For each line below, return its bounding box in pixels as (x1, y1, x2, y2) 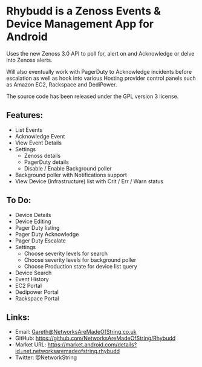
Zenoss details (24, 152, 61, 159)
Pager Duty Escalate (15, 237, 67, 244)
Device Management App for (6, 17, 154, 31)
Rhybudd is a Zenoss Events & (6, 4, 161, 18)
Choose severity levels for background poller (24, 256, 137, 264)
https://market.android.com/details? (47, 341, 137, 348)
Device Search (15, 269, 52, 276)
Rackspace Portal (15, 294, 59, 302)
